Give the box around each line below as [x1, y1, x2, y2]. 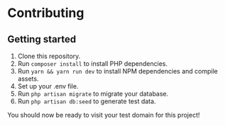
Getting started [7, 33, 77, 45]
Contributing [7, 5, 84, 21]
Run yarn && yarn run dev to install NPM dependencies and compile [17, 67, 218, 75]
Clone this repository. [17, 52, 81, 60]
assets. [17, 74, 39, 83]
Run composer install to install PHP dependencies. [17, 59, 168, 68]
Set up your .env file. [17, 82, 79, 90]
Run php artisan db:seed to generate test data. [17, 97, 156, 105]
